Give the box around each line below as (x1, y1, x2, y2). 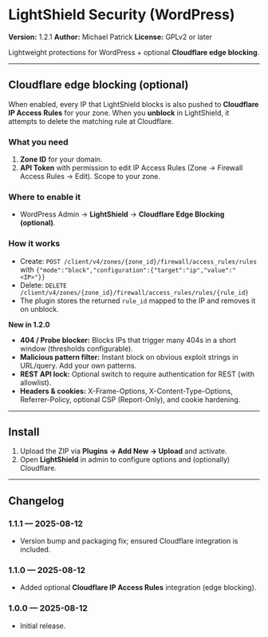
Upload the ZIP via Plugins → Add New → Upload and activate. (19, 446, 227, 456)
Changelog (8, 494, 65, 508)
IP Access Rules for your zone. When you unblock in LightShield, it (8, 108, 230, 117)
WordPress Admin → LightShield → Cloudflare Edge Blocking (19, 209, 225, 219)
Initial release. (19, 621, 66, 631)
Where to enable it (8, 191, 81, 202)
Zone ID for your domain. (19, 154, 103, 165)
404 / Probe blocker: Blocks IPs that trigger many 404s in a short (19, 335, 237, 344)
